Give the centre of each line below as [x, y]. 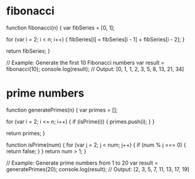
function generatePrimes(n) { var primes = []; [62, 110]
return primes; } [26, 133]
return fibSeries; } [28, 51]
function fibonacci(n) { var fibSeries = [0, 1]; [61, 28]
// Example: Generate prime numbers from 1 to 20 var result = [82, 163]
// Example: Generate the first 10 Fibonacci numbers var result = [85, 62]
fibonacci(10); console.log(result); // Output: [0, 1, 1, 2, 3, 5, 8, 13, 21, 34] [95, 69]
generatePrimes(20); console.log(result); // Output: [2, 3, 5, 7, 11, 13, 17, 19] [98, 169]
